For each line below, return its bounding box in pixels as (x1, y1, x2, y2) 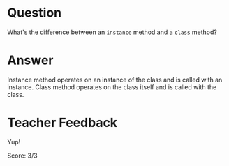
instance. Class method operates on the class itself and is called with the (7, 82, 217, 91)
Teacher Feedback (7, 115, 117, 130)
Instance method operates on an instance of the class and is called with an (7, 75, 223, 84)
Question (7, 5, 61, 21)
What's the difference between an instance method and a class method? (7, 28, 218, 36)
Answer (7, 52, 54, 68)
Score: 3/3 (7, 151, 38, 160)
